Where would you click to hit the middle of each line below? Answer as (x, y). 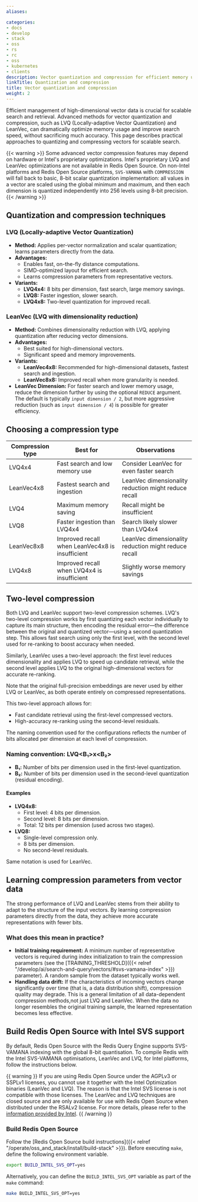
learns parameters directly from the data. (65, 251)
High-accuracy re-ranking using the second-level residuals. (87, 721)
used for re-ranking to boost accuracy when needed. (70, 644)
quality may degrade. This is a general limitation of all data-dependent (100, 994)
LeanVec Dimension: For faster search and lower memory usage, (94, 386)
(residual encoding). (39, 780)
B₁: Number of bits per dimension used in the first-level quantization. (98, 767)
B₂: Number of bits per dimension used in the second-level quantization (102, 773)
